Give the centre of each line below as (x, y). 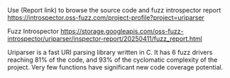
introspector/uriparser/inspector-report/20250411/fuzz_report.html (105, 39)
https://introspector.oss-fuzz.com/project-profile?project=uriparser (106, 18)
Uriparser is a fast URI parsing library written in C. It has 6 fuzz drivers (110, 52)
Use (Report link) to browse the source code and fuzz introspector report (114, 10)
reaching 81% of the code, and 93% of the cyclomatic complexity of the (113, 60)
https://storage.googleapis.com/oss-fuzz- (122, 31)
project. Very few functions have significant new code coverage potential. (115, 67)
